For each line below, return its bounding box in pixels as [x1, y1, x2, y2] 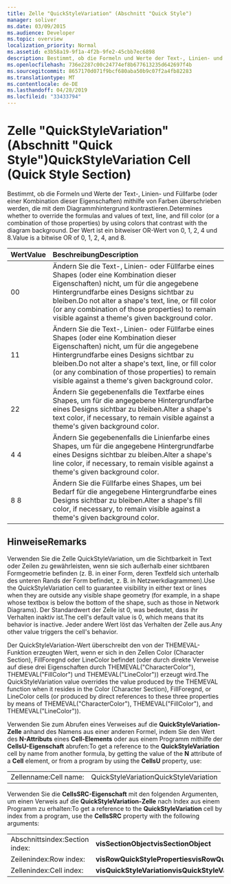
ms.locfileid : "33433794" [7, 94, 81, 101]
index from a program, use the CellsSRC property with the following [7, 812, 200, 820]
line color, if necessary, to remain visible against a [52, 459, 214, 468]
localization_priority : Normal [7, 42, 97, 49]
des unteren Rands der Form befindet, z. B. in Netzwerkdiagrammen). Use [7, 576, 215, 585]
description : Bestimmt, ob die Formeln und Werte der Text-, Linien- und [7, 55, 223, 62]
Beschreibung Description [52, 249, 139, 259]
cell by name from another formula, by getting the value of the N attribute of [7, 749, 222, 757]
